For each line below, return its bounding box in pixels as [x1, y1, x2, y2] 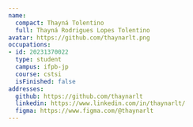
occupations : [8, 41, 51, 49]
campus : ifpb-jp [15, 63, 69, 71]
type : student [15, 56, 62, 64]
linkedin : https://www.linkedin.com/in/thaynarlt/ [15, 99, 186, 107]
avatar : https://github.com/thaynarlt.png [8, 33, 150, 42]
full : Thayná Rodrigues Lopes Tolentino [15, 26, 150, 34]
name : [8, 11, 26, 20]
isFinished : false [15, 77, 77, 85]
